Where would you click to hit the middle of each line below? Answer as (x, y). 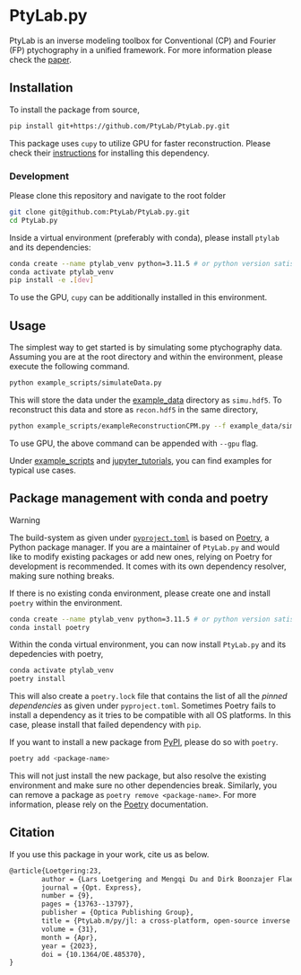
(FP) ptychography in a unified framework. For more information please (141, 49)
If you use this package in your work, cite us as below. (109, 854)
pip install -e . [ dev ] (52, 280)
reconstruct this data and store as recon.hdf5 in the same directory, (134, 409)
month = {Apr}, (70, 937)
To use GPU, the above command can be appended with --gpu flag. (134, 443)
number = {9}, (68, 896)
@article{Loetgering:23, (56, 871)
